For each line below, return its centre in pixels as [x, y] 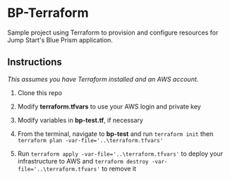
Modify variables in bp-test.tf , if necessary [80, 120]
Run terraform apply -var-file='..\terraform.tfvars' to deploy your [120, 154]
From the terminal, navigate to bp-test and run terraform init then [115, 134]
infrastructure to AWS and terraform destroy [83, 161]
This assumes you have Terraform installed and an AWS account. [103, 79]
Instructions [35, 62]
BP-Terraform [48, 13]
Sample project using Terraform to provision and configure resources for [113, 32]
